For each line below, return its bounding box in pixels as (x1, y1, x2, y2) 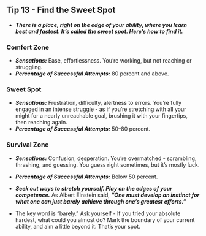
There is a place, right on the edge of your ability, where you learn (15, 21, 187, 28)
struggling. (15, 64, 43, 71)
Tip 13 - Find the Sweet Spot (6, 5, 116, 15)
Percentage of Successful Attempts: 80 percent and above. (15, 70, 169, 77)
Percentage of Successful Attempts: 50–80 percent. (15, 125, 151, 132)
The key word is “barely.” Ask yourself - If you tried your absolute (15, 210, 181, 217)
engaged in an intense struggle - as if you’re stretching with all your (15, 105, 186, 113)
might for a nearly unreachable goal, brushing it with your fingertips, (15, 112, 188, 120)
